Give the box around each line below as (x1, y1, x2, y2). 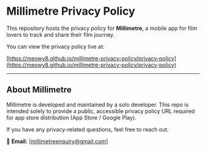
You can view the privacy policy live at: (6, 43, 105, 50)
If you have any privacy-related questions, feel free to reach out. (6, 125, 169, 133)
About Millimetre (6, 84, 72, 95)
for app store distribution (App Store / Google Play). (6, 114, 137, 121)
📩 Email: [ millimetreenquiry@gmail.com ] (6, 138, 109, 145)
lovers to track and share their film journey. (6, 31, 115, 38)
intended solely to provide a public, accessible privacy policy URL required (6, 107, 195, 114)
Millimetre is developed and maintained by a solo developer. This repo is (6, 101, 189, 108)
